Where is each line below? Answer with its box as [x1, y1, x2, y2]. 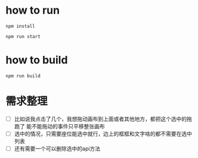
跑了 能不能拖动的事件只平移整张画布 [14, 122, 105, 129]
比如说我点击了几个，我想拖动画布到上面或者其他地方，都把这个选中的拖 [14, 115, 192, 122]
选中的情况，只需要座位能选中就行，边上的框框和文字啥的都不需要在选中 [14, 130, 192, 137]
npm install [5, 23, 35, 29]
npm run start [5, 33, 41, 39]
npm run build [5, 72, 41, 79]
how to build [5, 53, 68, 67]
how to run [5, 4, 60, 17]
